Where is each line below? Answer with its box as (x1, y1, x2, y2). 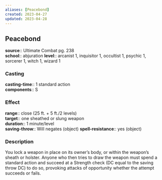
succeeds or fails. (5, 170, 41, 176)
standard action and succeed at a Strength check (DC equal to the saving (5, 160, 154, 166)
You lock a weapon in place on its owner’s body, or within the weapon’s (5, 150, 149, 155)
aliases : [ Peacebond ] (5, 7, 50, 12)
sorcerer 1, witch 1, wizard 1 (5, 58, 60, 64)
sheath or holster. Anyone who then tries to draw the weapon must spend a (5, 154, 158, 160)
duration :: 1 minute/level (5, 120, 54, 126)
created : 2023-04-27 (5, 12, 48, 17)
